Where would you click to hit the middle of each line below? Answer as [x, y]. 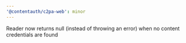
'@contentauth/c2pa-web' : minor [46, 11]
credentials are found [32, 34]
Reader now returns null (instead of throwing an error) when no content [93, 28]
